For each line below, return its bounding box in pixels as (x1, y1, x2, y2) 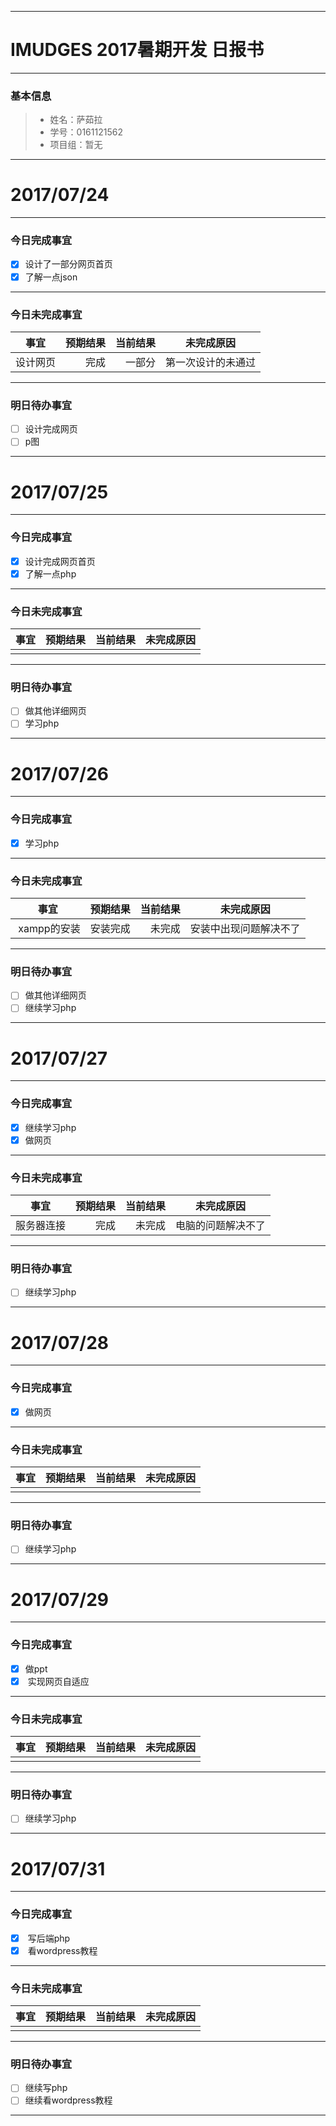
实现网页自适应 (27, 1675, 90, 1687)
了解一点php (24, 567, 77, 580)
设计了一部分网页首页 (24, 258, 113, 270)
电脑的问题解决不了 (175, 1219, 267, 1233)
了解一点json (24, 271, 78, 283)
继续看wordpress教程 (24, 2094, 113, 2106)
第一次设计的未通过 (165, 355, 257, 369)
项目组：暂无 (49, 139, 103, 151)
